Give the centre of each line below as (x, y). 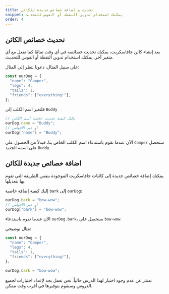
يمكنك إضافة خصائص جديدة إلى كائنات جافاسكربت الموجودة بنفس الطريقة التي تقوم (84, 175)
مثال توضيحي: (18, 229)
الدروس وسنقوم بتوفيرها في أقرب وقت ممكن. (49, 285)
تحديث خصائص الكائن (35, 40)
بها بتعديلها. (16, 181)
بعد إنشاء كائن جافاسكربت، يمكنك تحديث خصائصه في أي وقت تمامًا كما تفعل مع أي (83, 52)
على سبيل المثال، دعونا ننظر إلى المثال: (42, 67)
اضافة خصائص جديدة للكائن (43, 164)
